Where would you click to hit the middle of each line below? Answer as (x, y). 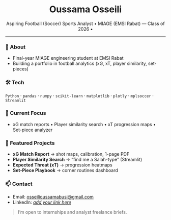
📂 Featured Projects (30, 143)
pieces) (21, 69)
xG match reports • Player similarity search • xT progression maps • (84, 124)
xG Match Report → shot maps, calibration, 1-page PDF (71, 154)
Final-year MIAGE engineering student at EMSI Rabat (68, 58)
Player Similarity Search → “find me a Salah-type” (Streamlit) (77, 160)
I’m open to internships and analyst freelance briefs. (72, 212)
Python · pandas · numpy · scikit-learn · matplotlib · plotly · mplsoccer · (80, 95)
